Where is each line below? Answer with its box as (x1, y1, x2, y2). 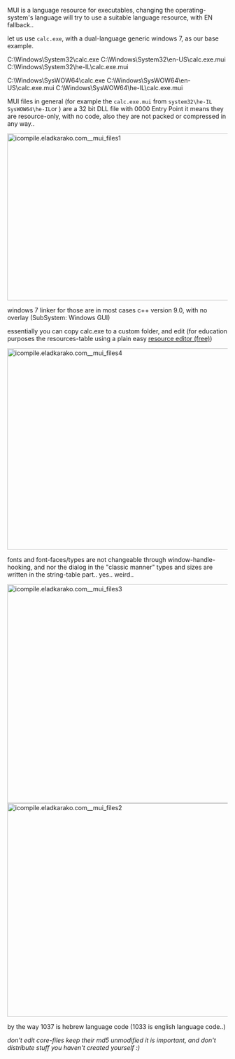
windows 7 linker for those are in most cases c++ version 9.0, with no (7, 306, 208, 314)
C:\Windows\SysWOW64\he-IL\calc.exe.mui (55, 84, 183, 92)
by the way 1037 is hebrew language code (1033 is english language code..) (7, 1023, 226, 1030)
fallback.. (7, 21, 34, 29)
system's (7, 13, 34, 22)
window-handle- (167, 556, 215, 563)
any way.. (7, 120, 35, 128)
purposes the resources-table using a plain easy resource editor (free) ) (7, 335, 213, 343)
